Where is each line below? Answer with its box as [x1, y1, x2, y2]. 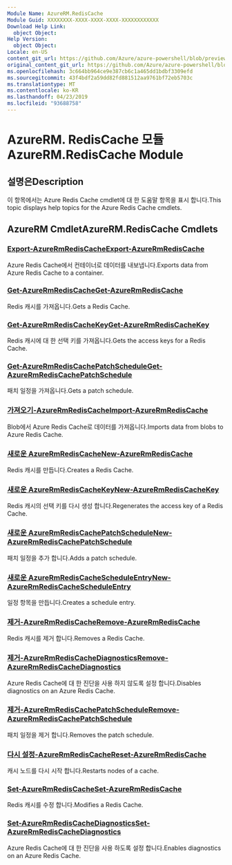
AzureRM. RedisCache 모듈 [7, 132, 164, 148]
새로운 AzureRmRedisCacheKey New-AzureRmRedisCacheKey [7, 485, 220, 494]
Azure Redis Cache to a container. [7, 269, 104, 277]
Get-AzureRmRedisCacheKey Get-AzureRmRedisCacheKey [7, 320, 210, 329]
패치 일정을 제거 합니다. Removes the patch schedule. [7, 730, 154, 739]
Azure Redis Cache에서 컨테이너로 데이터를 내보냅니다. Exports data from [7, 260, 209, 269]
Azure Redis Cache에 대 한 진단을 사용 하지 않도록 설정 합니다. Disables [7, 679, 202, 687]
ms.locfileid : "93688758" [7, 100, 81, 107]
